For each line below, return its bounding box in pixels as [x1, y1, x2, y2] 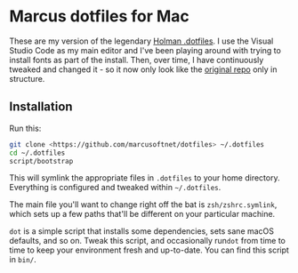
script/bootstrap [9, 157, 74, 165]
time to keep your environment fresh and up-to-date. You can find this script [9, 245, 289, 255]
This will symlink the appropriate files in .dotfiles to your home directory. [9, 173, 280, 183]
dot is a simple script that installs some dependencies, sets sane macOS [9, 226, 274, 237]
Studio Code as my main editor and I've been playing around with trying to [9, 44, 282, 55]
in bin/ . [9, 254, 37, 265]
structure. [9, 73, 45, 84]
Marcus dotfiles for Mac [9, 6, 189, 27]
